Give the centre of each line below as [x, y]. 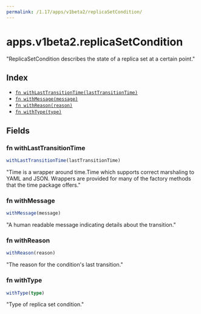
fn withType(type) [38, 112]
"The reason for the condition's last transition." [65, 265]
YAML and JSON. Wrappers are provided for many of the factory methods [99, 178]
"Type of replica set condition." [45, 304]
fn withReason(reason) [44, 106]
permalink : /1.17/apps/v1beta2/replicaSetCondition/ [74, 12]
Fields [18, 131]
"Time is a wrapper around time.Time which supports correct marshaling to [100, 172]
